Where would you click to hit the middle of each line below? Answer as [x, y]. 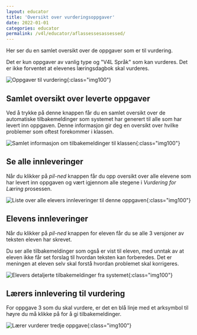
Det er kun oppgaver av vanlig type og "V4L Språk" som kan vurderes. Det [97, 62]
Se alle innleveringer [45, 162]
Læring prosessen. [29, 189]
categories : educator [33, 28]
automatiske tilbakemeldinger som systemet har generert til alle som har [94, 119]
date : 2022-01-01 [28, 23]
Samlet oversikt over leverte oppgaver [78, 98]
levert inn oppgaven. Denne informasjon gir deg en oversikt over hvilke [92, 125]
